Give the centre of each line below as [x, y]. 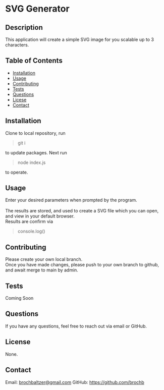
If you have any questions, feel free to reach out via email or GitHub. [76, 326]
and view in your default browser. [40, 216]
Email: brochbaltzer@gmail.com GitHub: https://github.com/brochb [75, 382]
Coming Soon [19, 298]
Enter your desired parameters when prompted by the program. [71, 200]
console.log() [31, 231]
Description [24, 27]
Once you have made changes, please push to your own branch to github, [82, 265]
